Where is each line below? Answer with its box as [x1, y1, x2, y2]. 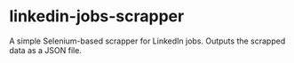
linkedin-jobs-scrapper [9, 6, 185, 27]
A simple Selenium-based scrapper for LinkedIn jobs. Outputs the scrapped [9, 35, 286, 46]
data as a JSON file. [9, 44, 83, 55]
